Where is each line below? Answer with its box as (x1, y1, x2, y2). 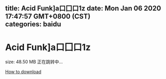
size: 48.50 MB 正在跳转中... (5, 59, 63, 65)
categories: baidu (5, 20, 61, 28)
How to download (5, 69, 41, 75)
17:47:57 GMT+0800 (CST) (5, 12, 91, 21)
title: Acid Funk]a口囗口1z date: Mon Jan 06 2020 (5, 4, 161, 13)
